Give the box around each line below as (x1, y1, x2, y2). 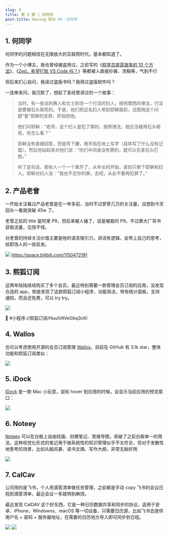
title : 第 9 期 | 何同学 (5, 12, 54, 17)
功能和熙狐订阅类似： (5, 350, 49, 356)
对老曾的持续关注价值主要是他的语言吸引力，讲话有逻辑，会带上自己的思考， (5, 235, 164, 241)
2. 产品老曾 (5, 186, 40, 195)
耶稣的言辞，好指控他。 (30, 113, 79, 119)
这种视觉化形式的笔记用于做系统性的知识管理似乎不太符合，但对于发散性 (14, 440, 164, 446)
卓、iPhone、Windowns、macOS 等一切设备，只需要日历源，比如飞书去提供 (5, 508, 163, 514)
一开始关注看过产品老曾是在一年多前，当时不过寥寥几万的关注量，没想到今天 (5, 201, 164, 207)
